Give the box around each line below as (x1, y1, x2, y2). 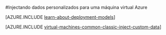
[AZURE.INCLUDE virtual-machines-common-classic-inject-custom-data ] (5, 24, 162, 30)
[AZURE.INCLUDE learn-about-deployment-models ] (5, 14, 116, 20)
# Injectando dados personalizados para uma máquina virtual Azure (5, 5, 147, 10)
